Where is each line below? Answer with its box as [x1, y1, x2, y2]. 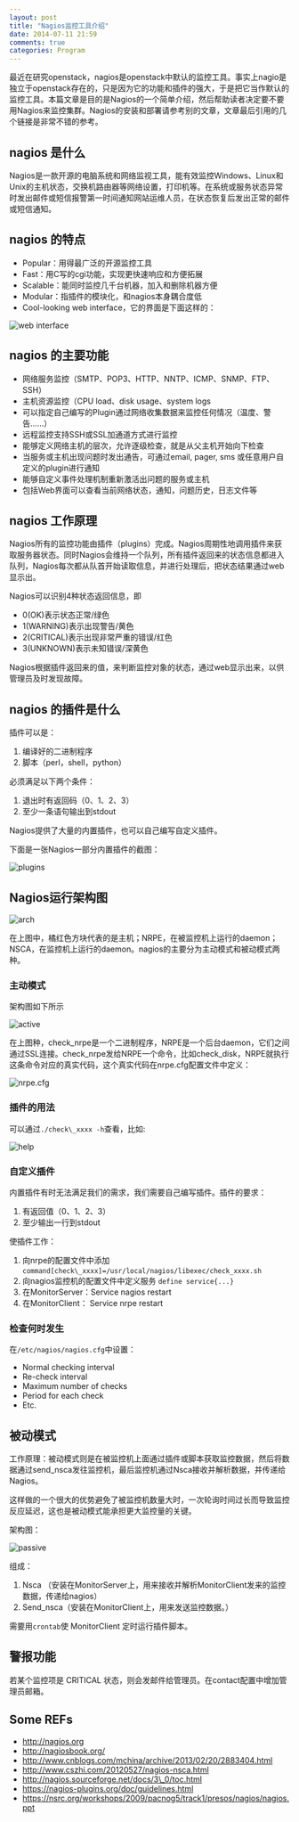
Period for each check [21, 1391, 104, 1401]
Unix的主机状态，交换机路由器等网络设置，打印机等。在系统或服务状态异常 [9, 181, 283, 192]
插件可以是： [9, 727, 56, 738]
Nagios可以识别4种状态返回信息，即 [9, 591, 142, 601]
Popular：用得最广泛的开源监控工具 [21, 257, 153, 268]
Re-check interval [21, 1371, 88, 1382]
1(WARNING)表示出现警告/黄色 [21, 621, 134, 632]
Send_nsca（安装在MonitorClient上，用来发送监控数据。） [21, 1602, 234, 1613]
